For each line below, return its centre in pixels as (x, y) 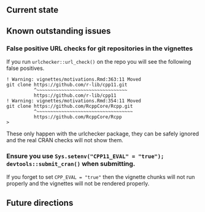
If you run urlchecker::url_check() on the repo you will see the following (99, 62)
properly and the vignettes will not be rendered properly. (78, 184)
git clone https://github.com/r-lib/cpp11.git (67, 85)
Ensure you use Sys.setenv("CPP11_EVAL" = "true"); (85, 156)
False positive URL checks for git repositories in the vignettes (100, 48)
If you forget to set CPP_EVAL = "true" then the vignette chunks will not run (101, 177)
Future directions (40, 203)
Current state (33, 10)
